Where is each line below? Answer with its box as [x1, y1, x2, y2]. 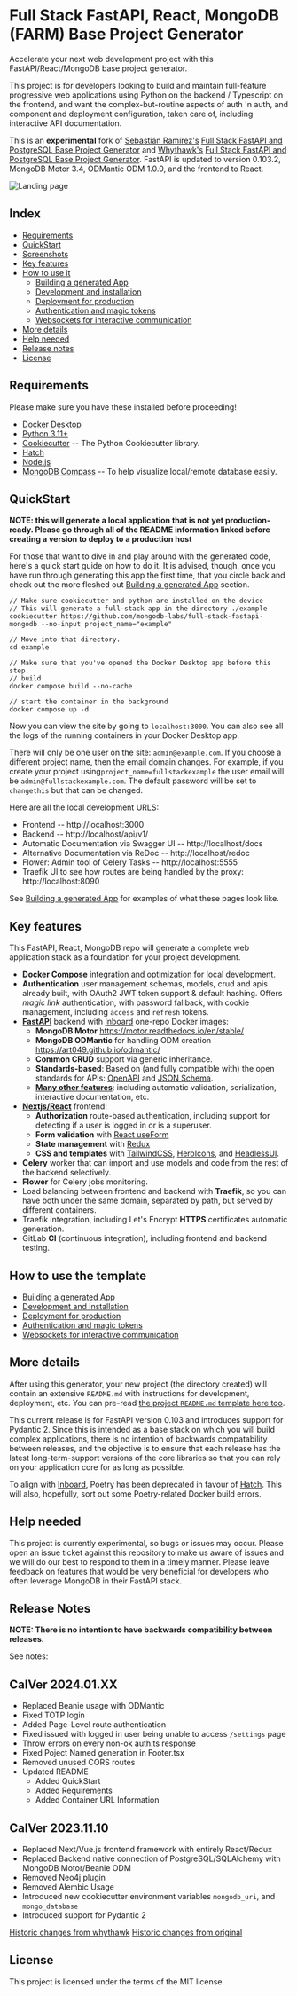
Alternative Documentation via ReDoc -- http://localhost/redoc [21, 848, 250, 859]
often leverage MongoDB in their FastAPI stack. [9, 1576, 183, 1586]
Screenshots [21, 248, 69, 259]
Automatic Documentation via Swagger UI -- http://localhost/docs [21, 838, 263, 849]
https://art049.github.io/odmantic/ [35, 1044, 161, 1056]
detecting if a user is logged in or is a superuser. [35, 1120, 213, 1131]
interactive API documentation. [9, 117, 122, 129]
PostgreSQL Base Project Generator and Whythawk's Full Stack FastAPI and [9, 144, 287, 155]
